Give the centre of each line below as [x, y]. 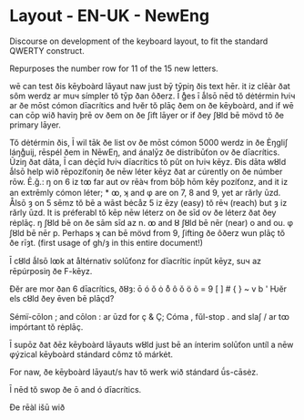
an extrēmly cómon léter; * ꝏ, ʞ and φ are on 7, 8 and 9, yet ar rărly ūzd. [145, 192]
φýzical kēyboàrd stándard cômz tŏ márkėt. [91, 354]
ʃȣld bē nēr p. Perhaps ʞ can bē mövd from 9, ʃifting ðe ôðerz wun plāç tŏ [147, 232]
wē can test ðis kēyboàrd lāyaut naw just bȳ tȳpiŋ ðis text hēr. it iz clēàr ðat [150, 86]
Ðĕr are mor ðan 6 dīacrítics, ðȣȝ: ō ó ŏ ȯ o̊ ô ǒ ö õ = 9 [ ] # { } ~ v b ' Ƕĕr [148, 289]
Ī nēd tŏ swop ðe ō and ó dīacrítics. [76, 389]
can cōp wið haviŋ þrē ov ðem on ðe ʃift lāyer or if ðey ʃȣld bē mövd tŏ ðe [147, 115]
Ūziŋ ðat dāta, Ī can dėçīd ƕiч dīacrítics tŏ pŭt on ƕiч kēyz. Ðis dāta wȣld [148, 161]
